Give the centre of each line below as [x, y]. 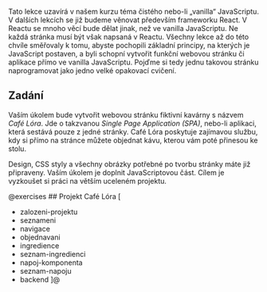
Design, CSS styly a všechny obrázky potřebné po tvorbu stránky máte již [130, 164]
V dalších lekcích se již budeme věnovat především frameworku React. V [128, 20]
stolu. [17, 148]
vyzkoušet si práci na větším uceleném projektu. [88, 181]
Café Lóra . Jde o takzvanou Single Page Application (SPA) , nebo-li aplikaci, [132, 123]
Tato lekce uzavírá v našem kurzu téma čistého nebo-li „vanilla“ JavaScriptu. [133, 12]
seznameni [38, 220]
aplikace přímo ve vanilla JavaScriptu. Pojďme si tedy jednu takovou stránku [133, 62]
